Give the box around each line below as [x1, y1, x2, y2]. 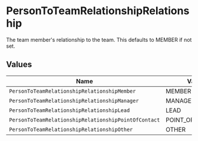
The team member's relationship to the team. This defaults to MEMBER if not [6, 36, 192, 43]
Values [6, 60, 32, 70]
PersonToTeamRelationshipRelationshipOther [9, 126, 133, 133]
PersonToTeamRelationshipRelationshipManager [9, 97, 139, 104]
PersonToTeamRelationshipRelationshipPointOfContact [9, 116, 160, 123]
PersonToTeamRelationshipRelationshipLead [9, 107, 130, 113]
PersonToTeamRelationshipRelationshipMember [9, 87, 136, 94]
